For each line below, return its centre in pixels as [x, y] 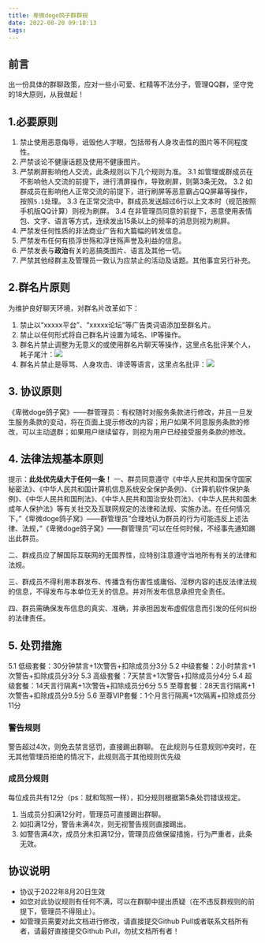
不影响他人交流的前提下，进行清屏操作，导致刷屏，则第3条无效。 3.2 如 [136, 181]
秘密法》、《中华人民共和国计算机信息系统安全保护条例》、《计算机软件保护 [125, 489]
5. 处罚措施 [35, 645]
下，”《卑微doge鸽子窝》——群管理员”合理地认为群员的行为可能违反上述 [125, 519]
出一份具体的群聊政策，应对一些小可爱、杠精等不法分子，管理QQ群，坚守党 [131, 84]
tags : [17, 30]
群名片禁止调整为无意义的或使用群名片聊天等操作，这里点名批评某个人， [137, 345]
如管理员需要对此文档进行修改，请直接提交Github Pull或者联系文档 [127, 921]
